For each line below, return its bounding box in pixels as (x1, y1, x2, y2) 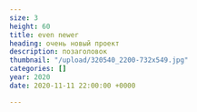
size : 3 (9, 13, 39, 23)
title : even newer (9, 30, 79, 39)
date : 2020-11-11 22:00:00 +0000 (9, 81, 136, 90)
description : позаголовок (9, 47, 107, 56)
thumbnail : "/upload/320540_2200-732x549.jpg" (9, 56, 189, 65)
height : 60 (9, 22, 51, 31)
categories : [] (9, 65, 67, 74)
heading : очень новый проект (9, 38, 120, 48)
